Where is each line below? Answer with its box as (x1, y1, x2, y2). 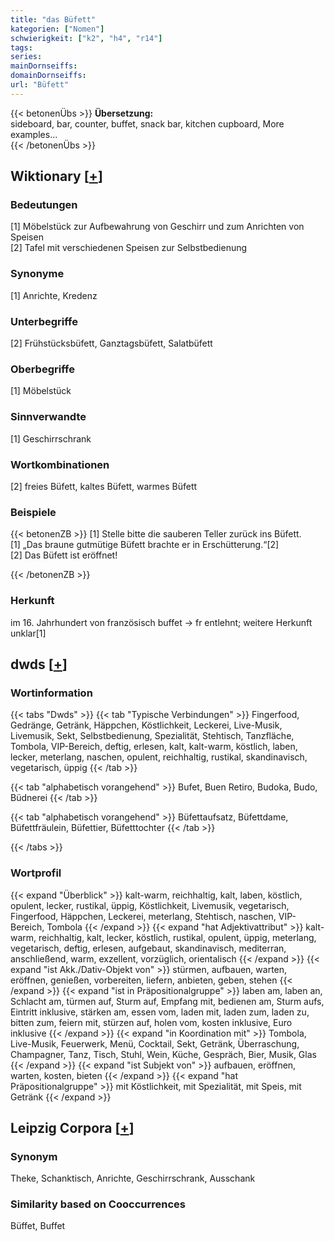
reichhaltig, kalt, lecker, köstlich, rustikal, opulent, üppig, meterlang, (38, 931, 317, 943)
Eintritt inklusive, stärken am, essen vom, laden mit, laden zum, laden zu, (10, 1006, 310, 1018)
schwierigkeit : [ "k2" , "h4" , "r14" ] (10, 33, 163, 43)
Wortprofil (10, 866, 62, 880)
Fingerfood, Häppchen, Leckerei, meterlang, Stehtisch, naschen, (10, 910, 277, 922)
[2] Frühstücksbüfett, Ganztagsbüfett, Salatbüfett (10, 337, 213, 350)
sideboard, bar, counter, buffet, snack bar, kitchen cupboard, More (10, 117, 285, 130)
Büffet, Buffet (10, 1220, 66, 1232)
